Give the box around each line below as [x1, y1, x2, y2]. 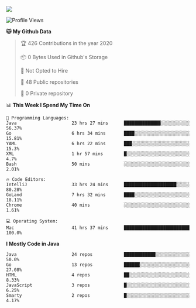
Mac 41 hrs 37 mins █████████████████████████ [6, 225, 190, 231]
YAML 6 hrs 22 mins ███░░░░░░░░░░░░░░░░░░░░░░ [6, 141, 190, 146]
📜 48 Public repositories [20, 78, 79, 85]
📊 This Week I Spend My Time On [6, 102, 91, 108]
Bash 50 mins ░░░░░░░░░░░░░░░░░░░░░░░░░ [6, 161, 190, 167]
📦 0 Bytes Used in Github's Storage [20, 54, 108, 60]
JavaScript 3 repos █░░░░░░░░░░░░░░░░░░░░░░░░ [6, 282, 190, 288]
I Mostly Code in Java [6, 240, 60, 247]
